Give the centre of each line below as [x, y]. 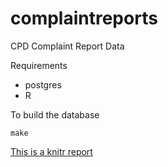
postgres [43, 84]
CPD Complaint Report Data [67, 46]
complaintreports [84, 18]
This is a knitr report [51, 151]
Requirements [39, 65]
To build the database [55, 114]
